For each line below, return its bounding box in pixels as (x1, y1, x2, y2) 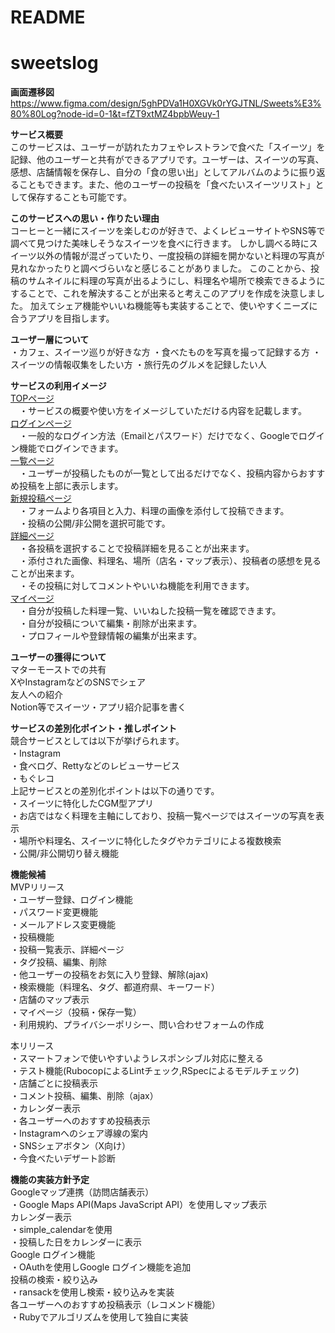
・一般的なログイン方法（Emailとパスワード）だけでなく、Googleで (18, 430, 299, 442)
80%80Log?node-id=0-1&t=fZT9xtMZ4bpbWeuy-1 (10, 108, 220, 120)
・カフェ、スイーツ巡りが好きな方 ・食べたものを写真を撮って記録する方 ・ (10, 346, 322, 358)
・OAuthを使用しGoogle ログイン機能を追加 (10, 1261, 192, 1273)
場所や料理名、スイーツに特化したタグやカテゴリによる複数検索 (18, 835, 282, 847)
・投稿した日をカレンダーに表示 (10, 1236, 142, 1248)
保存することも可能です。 (27, 191, 133, 203)
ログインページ (10, 417, 72, 430)
